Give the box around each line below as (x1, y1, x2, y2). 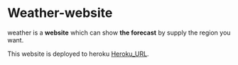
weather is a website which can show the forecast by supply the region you (7, 28, 231, 37)
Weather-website (7, 5, 113, 21)
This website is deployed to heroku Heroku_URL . (7, 49, 149, 58)
